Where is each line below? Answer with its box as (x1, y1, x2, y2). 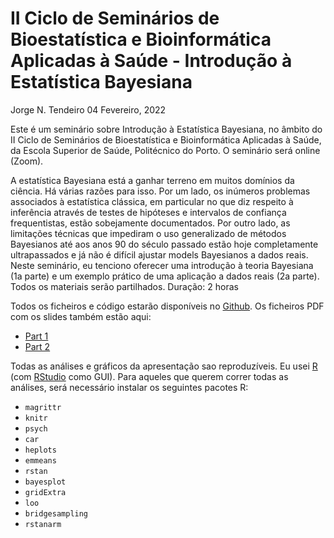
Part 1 (24, 330, 49, 342)
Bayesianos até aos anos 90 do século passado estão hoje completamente (10, 238, 319, 250)
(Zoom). (10, 155, 44, 167)
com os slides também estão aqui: (10, 310, 152, 322)
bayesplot (24, 477, 67, 487)
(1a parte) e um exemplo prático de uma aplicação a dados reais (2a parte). (10, 270, 320, 282)
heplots (24, 445, 57, 455)
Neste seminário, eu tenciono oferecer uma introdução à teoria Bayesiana (10, 259, 314, 271)
